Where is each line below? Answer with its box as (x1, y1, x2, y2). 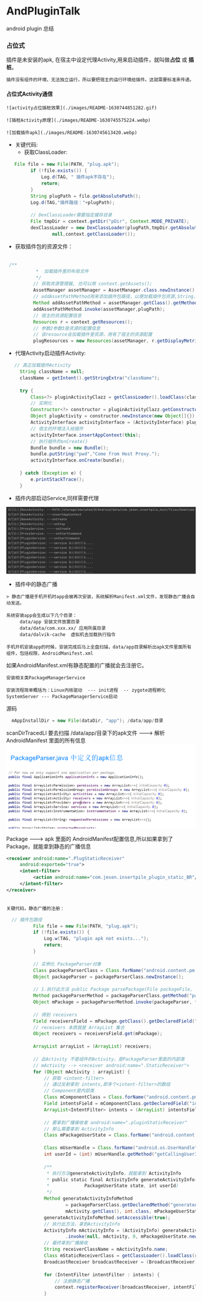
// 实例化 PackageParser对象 (32, 961, 102, 967)
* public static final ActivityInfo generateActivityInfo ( (46, 1176, 198, 1182)
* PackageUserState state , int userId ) (46, 1183, 179, 1189)
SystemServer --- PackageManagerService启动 (6, 693, 118, 700)
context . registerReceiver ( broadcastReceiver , (54, 1285, 171, 1291)
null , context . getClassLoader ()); (52, 231, 136, 237)
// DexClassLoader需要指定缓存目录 (30, 212, 112, 218)
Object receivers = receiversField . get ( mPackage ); (32, 1031, 163, 1037)
